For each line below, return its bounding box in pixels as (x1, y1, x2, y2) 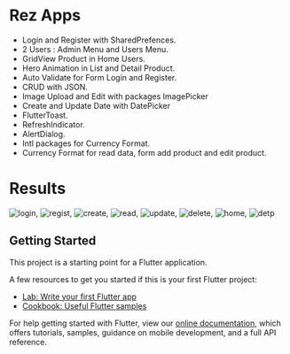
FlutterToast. (21, 110, 68, 120)
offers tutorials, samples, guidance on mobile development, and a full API (9, 327, 277, 337)
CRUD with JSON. (21, 81, 89, 92)
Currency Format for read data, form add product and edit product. (21, 147, 267, 158)
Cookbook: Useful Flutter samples (21, 300, 147, 311)
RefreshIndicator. (21, 119, 86, 129)
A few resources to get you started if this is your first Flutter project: (9, 273, 257, 284)
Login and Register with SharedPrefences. (21, 35, 176, 45)
